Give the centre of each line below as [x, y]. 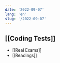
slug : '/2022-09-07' [26, 19]
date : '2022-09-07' [25, 10]
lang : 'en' [16, 14]
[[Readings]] [24, 55]
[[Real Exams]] [27, 50]
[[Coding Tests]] [30, 38]
